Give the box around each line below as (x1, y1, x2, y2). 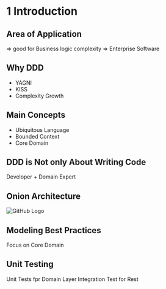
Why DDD (6, 63, 44, 73)
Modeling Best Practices (6, 225, 102, 236)
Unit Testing (6, 259, 54, 269)
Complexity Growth (15, 92, 64, 99)
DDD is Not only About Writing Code (6, 157, 146, 168)
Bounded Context (15, 133, 60, 140)
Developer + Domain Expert (6, 173, 76, 180)
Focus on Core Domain (6, 241, 64, 249)
